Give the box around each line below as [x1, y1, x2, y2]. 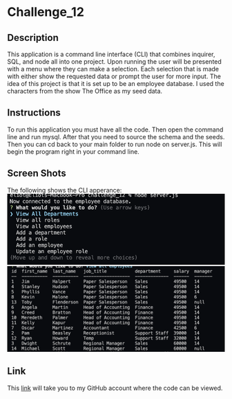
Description [7, 32, 59, 44]
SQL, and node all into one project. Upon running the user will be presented [7, 57, 222, 66]
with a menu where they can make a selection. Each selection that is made [7, 65, 220, 73]
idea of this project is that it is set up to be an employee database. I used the [7, 80, 224, 87]
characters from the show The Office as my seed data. [7, 87, 163, 95]
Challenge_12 [7, 4, 85, 20]
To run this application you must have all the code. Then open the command [7, 125, 224, 134]
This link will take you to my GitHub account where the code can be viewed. [7, 384, 223, 392]
